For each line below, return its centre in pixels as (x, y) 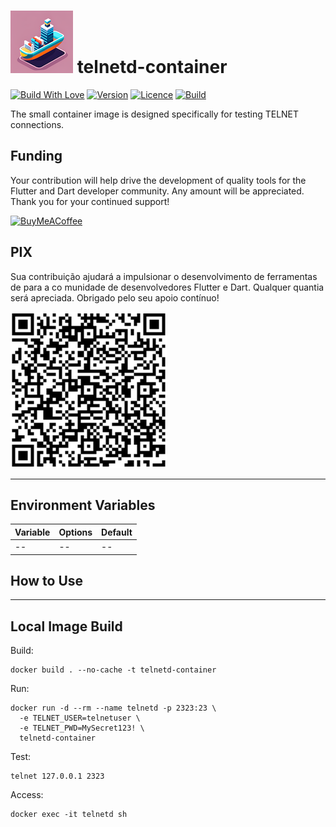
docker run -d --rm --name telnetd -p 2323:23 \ (113, 708)
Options (75, 532)
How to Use (47, 581)
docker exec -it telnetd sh (69, 815)
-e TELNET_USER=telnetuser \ (80, 718)
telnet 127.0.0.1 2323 (57, 776)
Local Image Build (66, 626)
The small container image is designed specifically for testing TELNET (155, 114)
